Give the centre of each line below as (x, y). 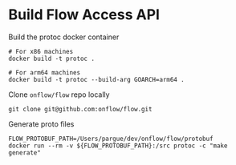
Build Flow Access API (84, 15)
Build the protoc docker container (64, 37)
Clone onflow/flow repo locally (59, 95)
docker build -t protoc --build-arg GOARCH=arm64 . (96, 79)
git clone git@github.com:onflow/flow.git (80, 109)
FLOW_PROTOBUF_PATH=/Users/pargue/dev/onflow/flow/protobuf (111, 139)
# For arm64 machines (45, 72)
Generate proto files (41, 124)
